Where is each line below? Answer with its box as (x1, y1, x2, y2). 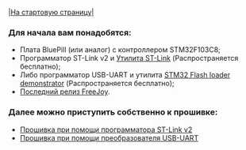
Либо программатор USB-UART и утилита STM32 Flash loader (19, 70, 231, 80)
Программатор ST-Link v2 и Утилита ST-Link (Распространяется (19, 54, 239, 63)
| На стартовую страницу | (8, 8, 94, 17)
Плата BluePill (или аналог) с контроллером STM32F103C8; (19, 45, 221, 54)
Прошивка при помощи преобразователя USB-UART (19, 133, 199, 142)
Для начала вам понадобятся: (8, 27, 132, 38)
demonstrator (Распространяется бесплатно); (19, 79, 175, 88)
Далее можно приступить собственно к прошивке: (8, 107, 218, 118)
